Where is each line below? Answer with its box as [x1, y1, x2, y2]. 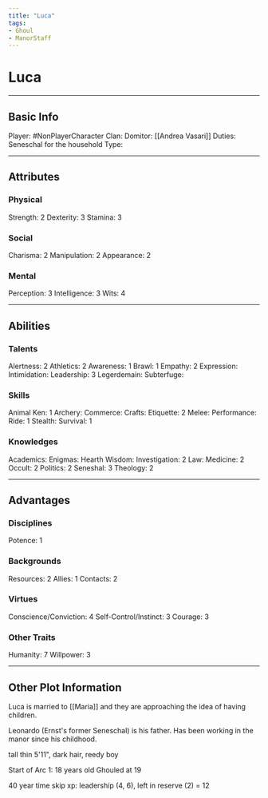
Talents [8, 343, 38, 354]
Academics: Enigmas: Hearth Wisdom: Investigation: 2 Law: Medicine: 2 [8, 455, 245, 464]
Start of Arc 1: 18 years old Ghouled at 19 [8, 764, 142, 775]
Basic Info [8, 109, 59, 124]
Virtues [8, 594, 38, 605]
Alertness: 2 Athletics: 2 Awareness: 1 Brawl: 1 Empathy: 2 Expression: [8, 361, 238, 371]
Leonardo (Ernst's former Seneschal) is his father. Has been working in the [8, 725, 254, 735]
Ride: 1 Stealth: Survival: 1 [8, 416, 93, 426]
